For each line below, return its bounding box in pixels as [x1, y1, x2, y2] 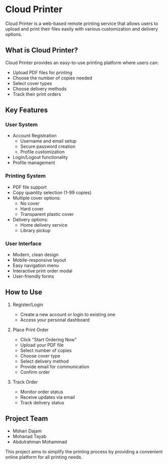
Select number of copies [20, 347, 72, 353]
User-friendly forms [12, 273, 54, 280]
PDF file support [12, 184, 47, 190]
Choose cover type [20, 352, 60, 359]
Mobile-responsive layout [12, 257, 66, 263]
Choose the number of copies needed [12, 75, 92, 81]
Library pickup [20, 227, 51, 233]
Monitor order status [20, 389, 63, 395]
